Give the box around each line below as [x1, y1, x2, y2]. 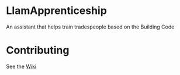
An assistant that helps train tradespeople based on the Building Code [6, 23, 175, 30]
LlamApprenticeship [6, 4, 107, 17]
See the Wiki [6, 63, 37, 70]
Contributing [6, 44, 70, 57]
